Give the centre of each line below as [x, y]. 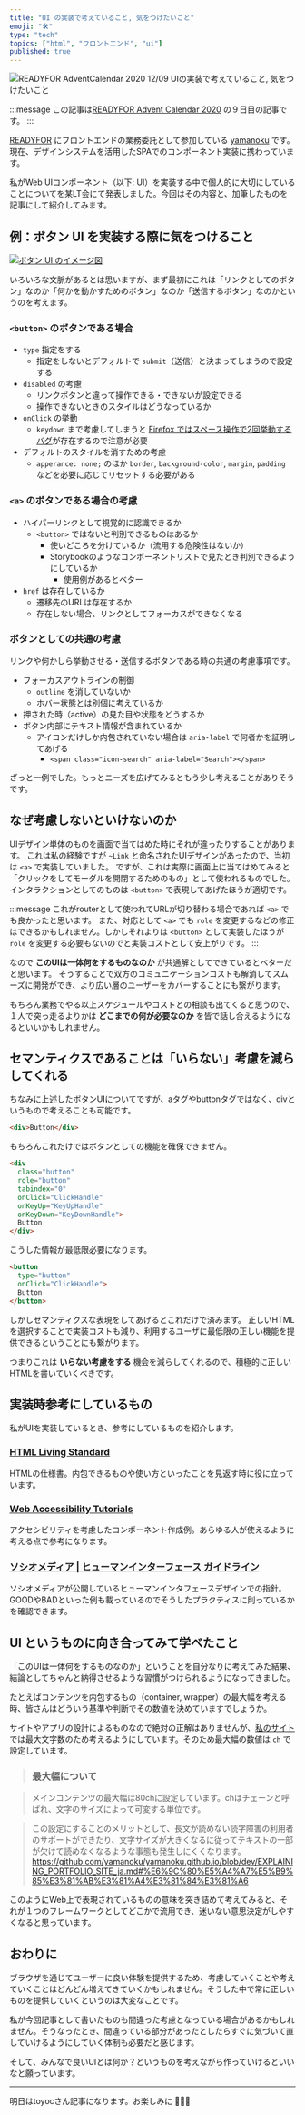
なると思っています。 [56, 1923]
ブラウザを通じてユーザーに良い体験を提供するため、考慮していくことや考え [152, 1978]
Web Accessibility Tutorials [71, 1509]
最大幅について [64, 1776]
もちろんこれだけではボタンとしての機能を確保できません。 [121, 1146]
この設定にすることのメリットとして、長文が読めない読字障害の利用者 [162, 1829]
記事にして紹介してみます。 [60, 205]
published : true [40, 52]
